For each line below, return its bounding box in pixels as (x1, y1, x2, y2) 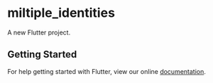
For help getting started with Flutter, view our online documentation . (7, 67, 206, 75)
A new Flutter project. (7, 28, 71, 37)
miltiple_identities (7, 5, 116, 21)
